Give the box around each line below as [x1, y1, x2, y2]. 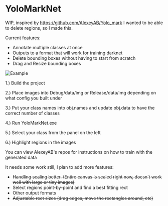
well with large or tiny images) [12, 179, 75, 185]
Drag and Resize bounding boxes [12, 60, 81, 66]
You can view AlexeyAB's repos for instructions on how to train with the [5, 149, 153, 155]
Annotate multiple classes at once [12, 44, 83, 50]
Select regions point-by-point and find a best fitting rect [12, 184, 128, 190]
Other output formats [12, 189, 56, 196]
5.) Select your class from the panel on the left [5, 129, 101, 136]
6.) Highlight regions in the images [5, 139, 76, 145]
